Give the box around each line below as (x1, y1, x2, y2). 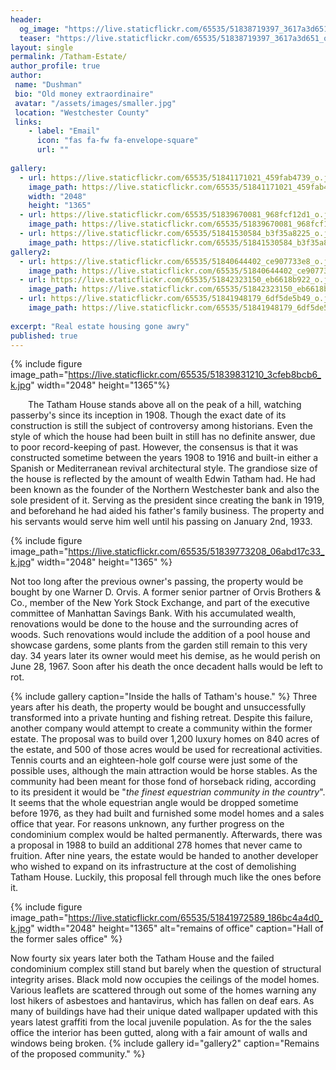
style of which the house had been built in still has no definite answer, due (10, 431, 316, 443)
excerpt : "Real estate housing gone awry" (10, 321, 190, 331)
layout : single (10, 42, 74, 53)
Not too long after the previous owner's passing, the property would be (10, 576, 304, 588)
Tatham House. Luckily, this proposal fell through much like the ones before (10, 871, 322, 883)
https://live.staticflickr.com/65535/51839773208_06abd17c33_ (68, 546, 325, 558)
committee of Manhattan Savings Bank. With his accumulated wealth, (10, 607, 297, 620)
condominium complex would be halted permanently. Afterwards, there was (10, 829, 323, 841)
